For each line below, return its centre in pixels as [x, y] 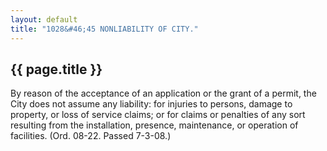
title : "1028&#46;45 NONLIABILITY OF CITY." [104, 29]
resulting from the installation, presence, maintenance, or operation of [154, 125]
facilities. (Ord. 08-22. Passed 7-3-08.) [91, 136]
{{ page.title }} [56, 69]
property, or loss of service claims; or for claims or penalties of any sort [158, 115]
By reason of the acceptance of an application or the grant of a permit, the [163, 93]
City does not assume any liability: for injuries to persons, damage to [151, 104]
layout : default [44, 19]
